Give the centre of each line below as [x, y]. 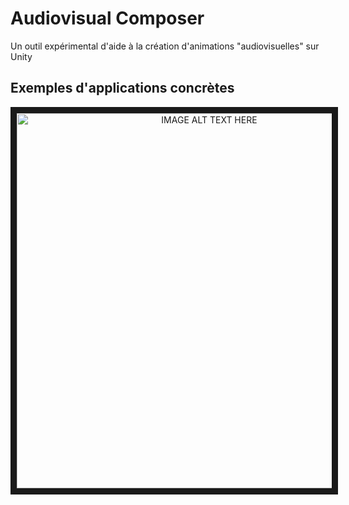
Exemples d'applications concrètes [122, 88]
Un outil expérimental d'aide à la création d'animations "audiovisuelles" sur [165, 46]
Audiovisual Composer [107, 18]
